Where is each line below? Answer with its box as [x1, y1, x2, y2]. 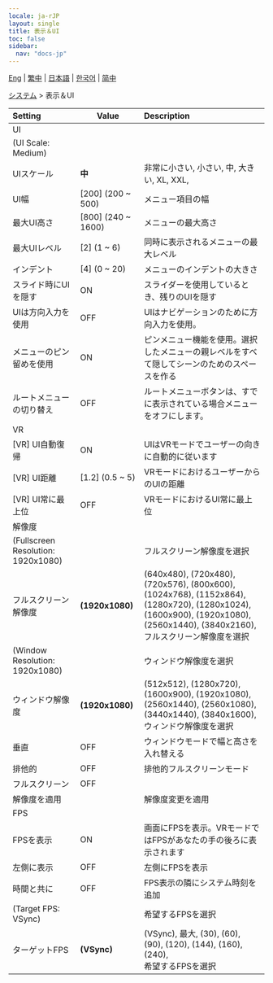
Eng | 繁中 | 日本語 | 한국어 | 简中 [8, 73, 117, 82]
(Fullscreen [12, 535, 55, 546]
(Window [12, 644, 47, 656]
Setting [12, 111, 41, 121]
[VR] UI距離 [12, 473, 57, 483]
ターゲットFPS [12, 945, 69, 955]
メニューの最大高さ [143, 217, 218, 228]
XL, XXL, [156, 174, 189, 186]
